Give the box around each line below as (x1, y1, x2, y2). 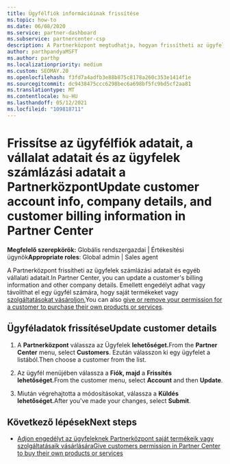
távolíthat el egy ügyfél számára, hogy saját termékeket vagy (7, 288, 179, 296)
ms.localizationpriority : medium (7, 61, 103, 68)
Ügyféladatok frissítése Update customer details (7, 323, 217, 334)
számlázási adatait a (7, 164, 127, 180)
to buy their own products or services (16, 449, 123, 457)
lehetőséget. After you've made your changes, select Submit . (16, 396, 191, 405)
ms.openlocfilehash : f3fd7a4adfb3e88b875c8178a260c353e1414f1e (7, 73, 192, 81)
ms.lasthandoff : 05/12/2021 (7, 100, 88, 106)
